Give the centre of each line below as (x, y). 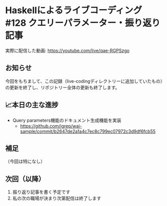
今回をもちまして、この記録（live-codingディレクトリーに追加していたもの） (84, 81)
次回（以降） (25, 179)
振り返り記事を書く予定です (41, 192)
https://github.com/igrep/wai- (51, 126)
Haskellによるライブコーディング (74, 10)
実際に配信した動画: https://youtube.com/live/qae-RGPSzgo (67, 50)
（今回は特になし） (25, 162)
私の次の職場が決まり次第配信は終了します (57, 198)
